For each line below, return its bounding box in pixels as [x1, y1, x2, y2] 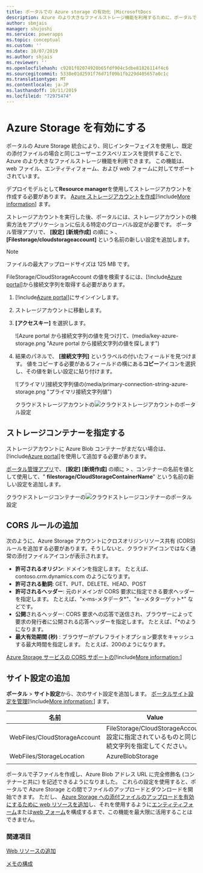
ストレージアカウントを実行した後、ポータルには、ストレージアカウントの [6, 213, 192, 221]
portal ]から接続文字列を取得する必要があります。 [6, 280, 129, 288]
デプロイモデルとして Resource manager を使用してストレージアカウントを [6, 185, 192, 192]
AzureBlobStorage [106, 752, 159, 761]
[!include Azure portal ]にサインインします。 [14, 294, 122, 301]
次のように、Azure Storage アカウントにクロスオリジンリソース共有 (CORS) [6, 537, 196, 544]
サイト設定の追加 [6, 673, 70, 683]
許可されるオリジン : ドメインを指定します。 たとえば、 [14, 565, 152, 573]
